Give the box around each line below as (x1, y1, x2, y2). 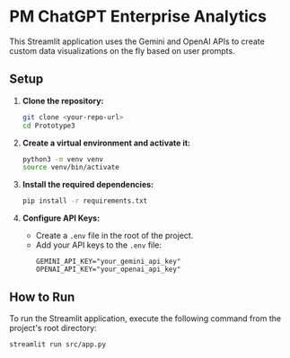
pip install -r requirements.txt (22, 196, 148, 205)
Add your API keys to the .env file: (35, 240, 163, 250)
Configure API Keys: (22, 213, 101, 223)
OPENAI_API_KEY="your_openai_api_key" (35, 265, 181, 275)
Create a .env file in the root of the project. (35, 231, 194, 241)
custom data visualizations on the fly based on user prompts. (9, 45, 235, 56)
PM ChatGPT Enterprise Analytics (9, 6, 268, 27)
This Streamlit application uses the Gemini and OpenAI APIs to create (9, 36, 265, 47)
